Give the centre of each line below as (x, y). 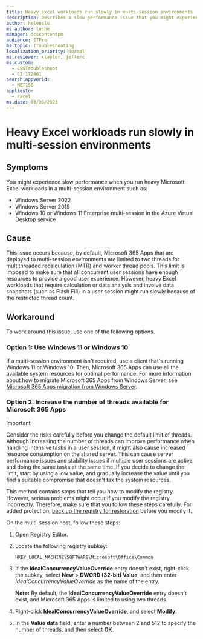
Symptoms (27, 167)
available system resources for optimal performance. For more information (99, 373)
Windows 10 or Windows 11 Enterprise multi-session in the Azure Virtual (104, 213)
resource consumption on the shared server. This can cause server (90, 454)
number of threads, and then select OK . (64, 629)
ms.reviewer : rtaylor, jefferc (46, 57)
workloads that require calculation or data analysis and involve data (90, 285)
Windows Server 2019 (43, 206)
